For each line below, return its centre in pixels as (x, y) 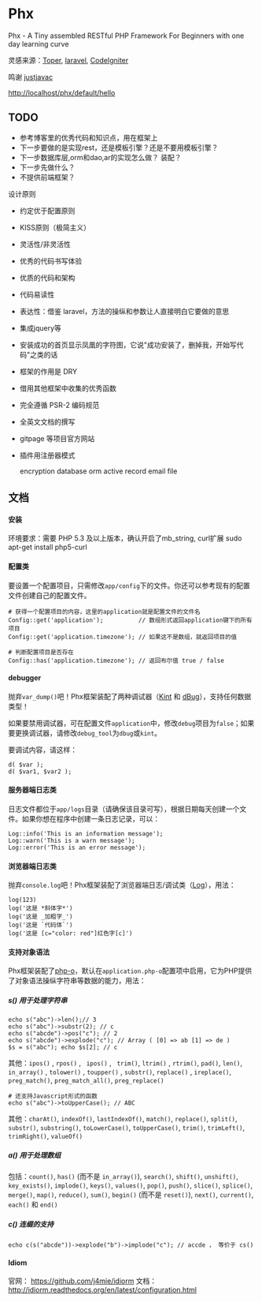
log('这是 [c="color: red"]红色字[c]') (70, 933)
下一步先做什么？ (47, 167)
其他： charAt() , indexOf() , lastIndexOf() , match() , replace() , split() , (123, 1119)
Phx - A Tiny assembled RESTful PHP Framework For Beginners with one (126, 36)
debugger (25, 678)
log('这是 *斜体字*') (41, 908)
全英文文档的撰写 (47, 421)
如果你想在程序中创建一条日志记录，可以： (90, 818)
